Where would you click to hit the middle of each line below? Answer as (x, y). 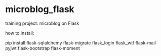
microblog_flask (40, 9)
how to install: (20, 33)
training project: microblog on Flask (42, 23)
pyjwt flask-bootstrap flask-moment (43, 48)
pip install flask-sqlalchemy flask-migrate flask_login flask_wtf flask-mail (80, 43)
